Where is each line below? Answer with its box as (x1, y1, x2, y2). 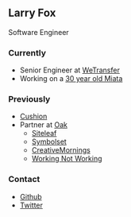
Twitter (19, 200, 44, 210)
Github (19, 192, 42, 201)
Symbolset (31, 137, 67, 146)
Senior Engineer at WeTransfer (19, 65, 121, 75)
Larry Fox (8, 6, 56, 20)
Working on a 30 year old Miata (19, 74, 123, 83)
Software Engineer (8, 27, 69, 37)
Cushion (19, 111, 48, 122)
